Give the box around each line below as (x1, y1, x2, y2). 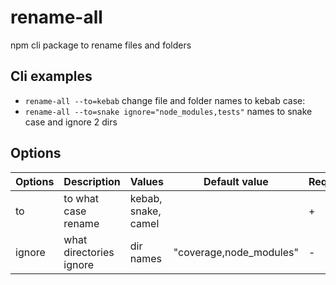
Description (63, 174, 121, 188)
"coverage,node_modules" (173, 245, 299, 259)
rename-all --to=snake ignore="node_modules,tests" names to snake (24, 105, 313, 117)
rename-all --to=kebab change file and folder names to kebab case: (24, 94, 306, 106)
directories (63, 245, 115, 259)
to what (63, 191, 100, 205)
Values (129, 174, 164, 188)
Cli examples (10, 68, 93, 85)
